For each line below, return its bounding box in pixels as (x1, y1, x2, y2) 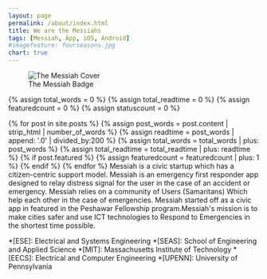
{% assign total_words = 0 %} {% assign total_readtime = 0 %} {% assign (8, 95, 250, 104)
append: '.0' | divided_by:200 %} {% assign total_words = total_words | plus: (8, 136, 259, 145)
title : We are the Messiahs (8, 26, 102, 34)
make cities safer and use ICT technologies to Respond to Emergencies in (8, 213, 251, 221)
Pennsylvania (8, 261, 53, 271)
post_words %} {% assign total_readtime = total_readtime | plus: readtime (8, 145, 251, 153)
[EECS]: (8, 253, 34, 262)
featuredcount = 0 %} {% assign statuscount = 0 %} (8, 103, 181, 113)
